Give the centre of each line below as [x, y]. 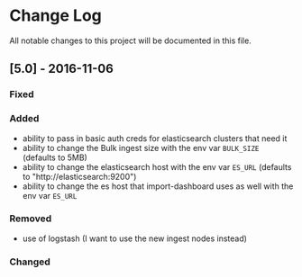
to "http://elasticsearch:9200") [79, 176]
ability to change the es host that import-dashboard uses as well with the [158, 186]
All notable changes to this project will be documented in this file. [131, 40]
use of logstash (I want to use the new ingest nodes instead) [135, 238]
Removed [31, 219]
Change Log [55, 16]
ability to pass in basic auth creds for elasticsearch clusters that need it [155, 138]
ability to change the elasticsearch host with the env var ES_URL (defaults [157, 166]
